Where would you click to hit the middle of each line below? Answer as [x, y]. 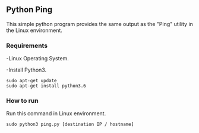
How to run [22, 101]
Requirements [27, 46]
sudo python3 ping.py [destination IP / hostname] [70, 124]
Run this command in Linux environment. [56, 113]
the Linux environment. [34, 30]
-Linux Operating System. [38, 59]
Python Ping [29, 10]
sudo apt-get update [32, 81]
